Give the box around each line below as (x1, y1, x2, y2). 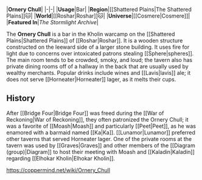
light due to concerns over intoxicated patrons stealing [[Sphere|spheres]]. (6, 50, 194, 57)
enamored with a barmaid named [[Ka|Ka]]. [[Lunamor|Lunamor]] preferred (6, 128, 196, 136)
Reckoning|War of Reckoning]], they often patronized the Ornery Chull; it (6, 116, 189, 123)
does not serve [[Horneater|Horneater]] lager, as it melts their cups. (6, 76, 176, 83)
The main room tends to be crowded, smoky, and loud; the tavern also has (6, 57, 193, 63)
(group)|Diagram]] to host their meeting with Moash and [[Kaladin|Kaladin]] (6, 148, 195, 155)
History (6, 93, 35, 103)
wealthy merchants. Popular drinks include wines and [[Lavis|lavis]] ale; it (6, 69, 191, 76)
